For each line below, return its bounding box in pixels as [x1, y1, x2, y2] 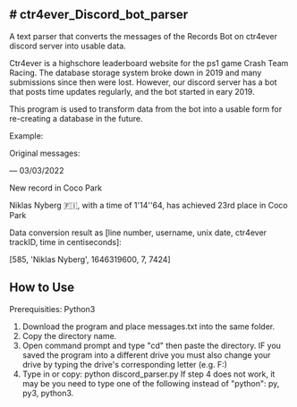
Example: [9, 130, 44, 141]
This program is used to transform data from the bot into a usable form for [9, 103, 283, 114]
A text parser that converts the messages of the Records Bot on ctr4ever [9, 30, 277, 41]
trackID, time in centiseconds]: [9, 236, 123, 247]
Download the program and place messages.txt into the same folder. [21, 321, 276, 332]
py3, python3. [21, 387, 74, 398]
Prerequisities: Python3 [9, 303, 96, 314]
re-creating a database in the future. [9, 113, 143, 123]
